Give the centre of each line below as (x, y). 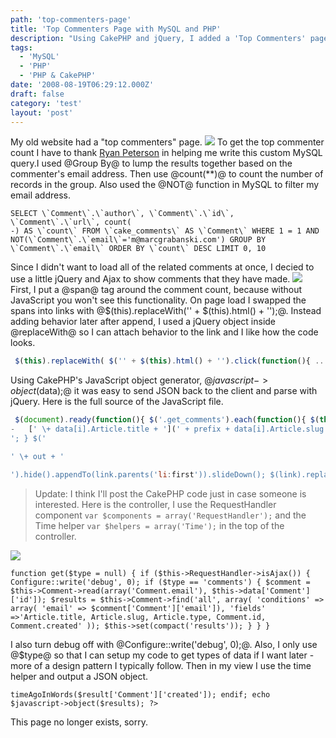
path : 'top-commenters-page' (71, 19)
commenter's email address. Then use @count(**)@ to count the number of (167, 174)
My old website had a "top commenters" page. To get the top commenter (167, 142)
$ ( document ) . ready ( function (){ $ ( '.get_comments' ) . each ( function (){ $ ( (167, 420)
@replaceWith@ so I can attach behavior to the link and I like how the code (164, 332)
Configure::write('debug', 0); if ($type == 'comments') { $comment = (160, 582)
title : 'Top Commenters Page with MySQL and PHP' (116, 29)
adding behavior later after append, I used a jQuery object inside (143, 322)
